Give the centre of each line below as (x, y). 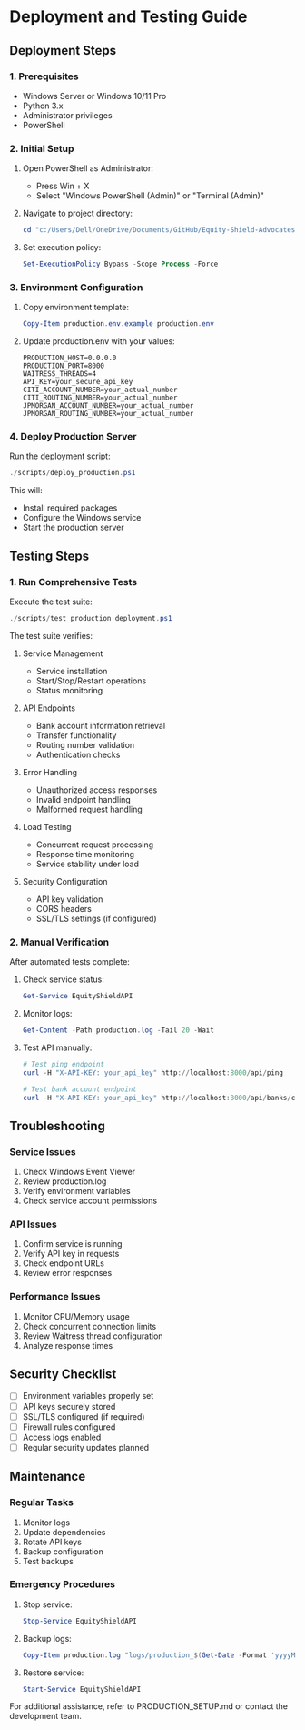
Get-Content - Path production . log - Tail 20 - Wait (118, 1030)
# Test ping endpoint (63, 1064)
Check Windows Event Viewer (79, 1172)
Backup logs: (47, 1638)
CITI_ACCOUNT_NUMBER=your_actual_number (100, 390)
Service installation (72, 671)
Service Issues (43, 1151)
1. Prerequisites (44, 76)
